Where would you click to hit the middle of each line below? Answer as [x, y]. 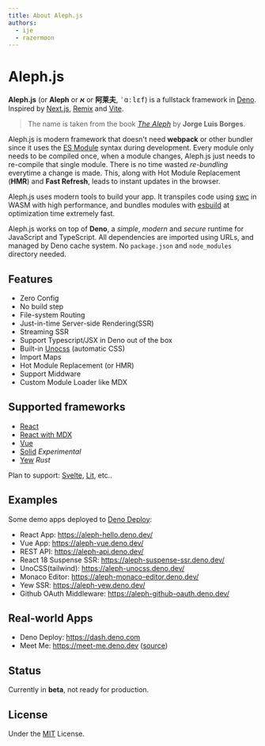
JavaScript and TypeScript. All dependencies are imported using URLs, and [131, 238]
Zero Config [39, 298]
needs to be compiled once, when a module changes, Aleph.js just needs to [132, 156]
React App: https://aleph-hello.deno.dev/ [86, 535]
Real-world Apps [51, 618]
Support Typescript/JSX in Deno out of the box [96, 340]
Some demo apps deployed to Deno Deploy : [80, 519]
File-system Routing [52, 315]
